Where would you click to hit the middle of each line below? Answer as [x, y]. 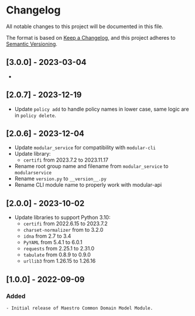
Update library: [32, 154]
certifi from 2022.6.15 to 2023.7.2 [66, 224]
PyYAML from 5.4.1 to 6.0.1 [53, 242]
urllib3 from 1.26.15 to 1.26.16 [59, 261]
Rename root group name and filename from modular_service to [91, 166]
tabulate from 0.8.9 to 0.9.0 [57, 255]
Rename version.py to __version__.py [60, 178]
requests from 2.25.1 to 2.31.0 [59, 249]
